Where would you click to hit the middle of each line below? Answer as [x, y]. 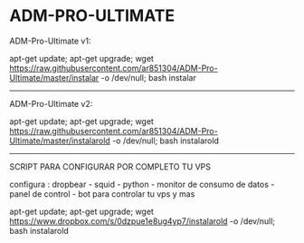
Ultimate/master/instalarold [60, 141]
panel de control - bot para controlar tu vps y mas [102, 194]
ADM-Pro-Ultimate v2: [51, 103]
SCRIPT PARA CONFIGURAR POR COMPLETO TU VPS [110, 166]
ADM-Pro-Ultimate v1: [50, 41]
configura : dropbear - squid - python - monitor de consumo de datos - [142, 184]
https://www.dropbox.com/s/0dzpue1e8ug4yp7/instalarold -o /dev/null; [142, 221]
